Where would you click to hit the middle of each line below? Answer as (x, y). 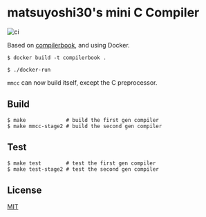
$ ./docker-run (29, 70)
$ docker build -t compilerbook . (57, 58)
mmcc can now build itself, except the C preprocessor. (82, 82)
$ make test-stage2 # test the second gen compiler (83, 169)
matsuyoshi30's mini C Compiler (103, 13)
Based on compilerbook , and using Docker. (68, 45)
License (25, 190)
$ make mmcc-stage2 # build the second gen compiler (85, 126)
